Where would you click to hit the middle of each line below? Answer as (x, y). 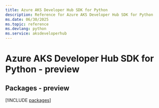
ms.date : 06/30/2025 (27, 19)
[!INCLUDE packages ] (28, 100)
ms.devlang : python (26, 29)
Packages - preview (37, 88)
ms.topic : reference (27, 24)
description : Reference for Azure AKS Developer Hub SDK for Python (79, 15)
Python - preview (42, 69)
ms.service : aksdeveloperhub (36, 33)
